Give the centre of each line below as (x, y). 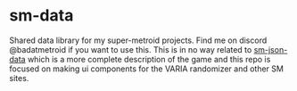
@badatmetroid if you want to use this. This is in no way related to (131, 49)
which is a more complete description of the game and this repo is (149, 59)
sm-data (41, 16)
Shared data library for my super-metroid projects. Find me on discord (138, 40)
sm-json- (271, 49)
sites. (19, 78)
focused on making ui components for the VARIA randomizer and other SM (146, 69)
